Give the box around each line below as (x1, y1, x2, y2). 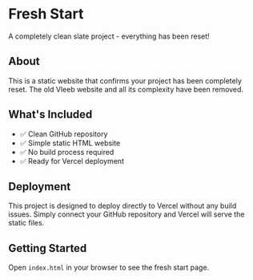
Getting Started (8, 241, 87, 255)
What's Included (8, 108, 93, 121)
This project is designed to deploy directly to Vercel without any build (8, 201, 237, 211)
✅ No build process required (19, 147, 114, 156)
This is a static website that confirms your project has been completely (8, 75, 243, 85)
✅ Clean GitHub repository (19, 129, 108, 139)
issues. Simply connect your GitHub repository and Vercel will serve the (8, 209, 245, 219)
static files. (8, 218, 45, 228)
